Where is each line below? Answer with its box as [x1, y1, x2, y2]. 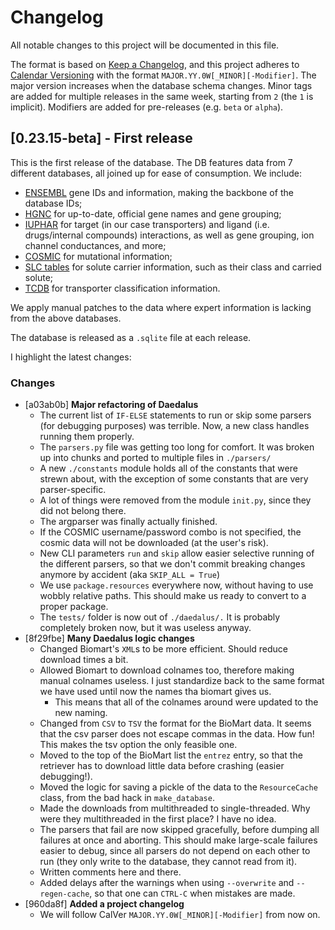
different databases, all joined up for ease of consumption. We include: [10, 167, 303, 179]
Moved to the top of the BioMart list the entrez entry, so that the [39, 749, 303, 761]
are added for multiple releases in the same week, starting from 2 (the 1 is [10, 90, 314, 102]
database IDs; [24, 197, 83, 209]
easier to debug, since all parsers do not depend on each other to [39, 845, 311, 857]
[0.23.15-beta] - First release [10, 130, 193, 147]
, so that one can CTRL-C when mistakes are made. [89, 887, 296, 900]
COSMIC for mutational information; [24, 250, 173, 262]
